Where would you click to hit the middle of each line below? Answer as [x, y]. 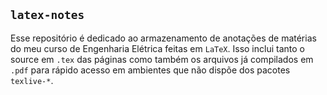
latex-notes [47, 15]
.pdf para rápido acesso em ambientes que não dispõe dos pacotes [150, 70]
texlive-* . [32, 80]
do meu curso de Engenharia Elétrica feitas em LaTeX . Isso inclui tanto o [157, 48]
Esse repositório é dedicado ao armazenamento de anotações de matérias [163, 38]
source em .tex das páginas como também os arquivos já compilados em [162, 59]
